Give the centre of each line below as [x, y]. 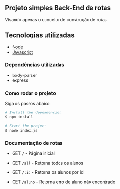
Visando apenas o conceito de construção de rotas [56, 19]
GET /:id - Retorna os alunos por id [48, 172]
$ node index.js [21, 130]
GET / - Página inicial [33, 153]
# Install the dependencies [33, 113]
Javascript [22, 52]
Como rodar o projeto [31, 93]
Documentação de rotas [34, 143]
